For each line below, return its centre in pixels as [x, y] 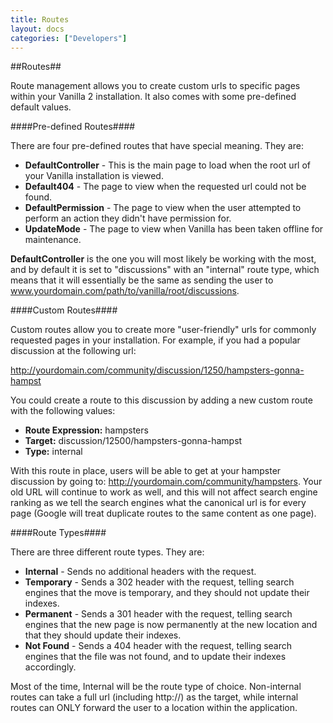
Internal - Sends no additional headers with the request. [140, 572]
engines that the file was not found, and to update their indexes [155, 657]
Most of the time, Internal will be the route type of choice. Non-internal [156, 687]
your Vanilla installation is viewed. [94, 176]
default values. [41, 107]
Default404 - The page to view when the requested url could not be [165, 187]
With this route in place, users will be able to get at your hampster [146, 471]
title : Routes [40, 19]
